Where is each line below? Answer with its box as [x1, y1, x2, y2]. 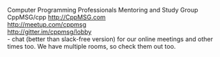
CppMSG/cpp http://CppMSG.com [7, 13, 106, 21]
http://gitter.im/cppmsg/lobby [7, 27, 92, 36]
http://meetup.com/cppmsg [7, 21, 87, 28]
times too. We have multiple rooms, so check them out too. [7, 43, 176, 50]
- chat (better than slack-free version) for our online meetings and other [7, 35, 214, 43]
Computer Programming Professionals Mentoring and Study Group [7, 6, 198, 14]
